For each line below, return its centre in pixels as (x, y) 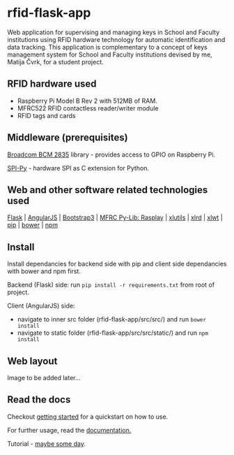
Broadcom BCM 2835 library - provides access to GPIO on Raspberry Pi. (111, 154)
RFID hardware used (52, 84)
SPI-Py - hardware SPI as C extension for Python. (78, 168)
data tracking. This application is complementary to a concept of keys (107, 47)
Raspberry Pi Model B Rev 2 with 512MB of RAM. (87, 101)
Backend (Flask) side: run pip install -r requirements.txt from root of (111, 285)
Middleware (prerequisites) (68, 138)
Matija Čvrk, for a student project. (56, 62)
